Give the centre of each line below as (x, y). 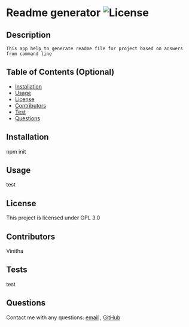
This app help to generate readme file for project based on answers (95, 48)
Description (28, 35)
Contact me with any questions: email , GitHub (63, 317)
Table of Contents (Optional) (60, 72)
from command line (29, 54)
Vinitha (15, 251)
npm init (16, 151)
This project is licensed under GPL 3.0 (53, 218)
